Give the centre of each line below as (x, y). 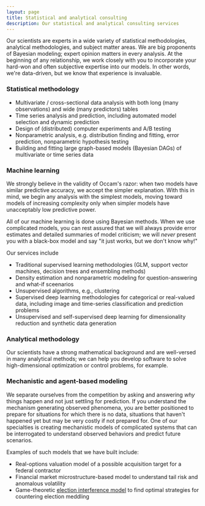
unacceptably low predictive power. (51, 209)
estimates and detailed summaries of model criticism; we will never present (101, 234)
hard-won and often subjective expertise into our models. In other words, (99, 67)
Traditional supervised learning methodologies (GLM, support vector (102, 264)
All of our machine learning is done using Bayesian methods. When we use (100, 221)
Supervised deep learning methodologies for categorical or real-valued (105, 297)
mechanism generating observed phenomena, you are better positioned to (100, 407)
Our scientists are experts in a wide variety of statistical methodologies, (97, 41)
